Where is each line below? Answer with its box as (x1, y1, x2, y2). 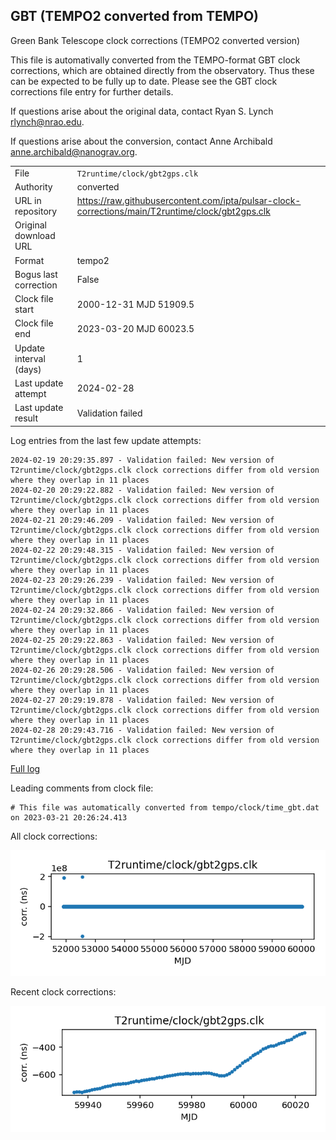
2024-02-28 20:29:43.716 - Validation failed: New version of (10, 725, 275, 735)
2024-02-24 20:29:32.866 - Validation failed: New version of (10, 605, 275, 615)
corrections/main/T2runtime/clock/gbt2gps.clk (76, 205, 271, 218)
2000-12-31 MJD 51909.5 (76, 298, 195, 310)
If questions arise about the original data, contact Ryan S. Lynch (10, 105, 274, 117)
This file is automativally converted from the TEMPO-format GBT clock (10, 54, 301, 66)
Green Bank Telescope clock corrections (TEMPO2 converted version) (10, 34, 301, 46)
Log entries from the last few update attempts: (10, 434, 202, 446)
